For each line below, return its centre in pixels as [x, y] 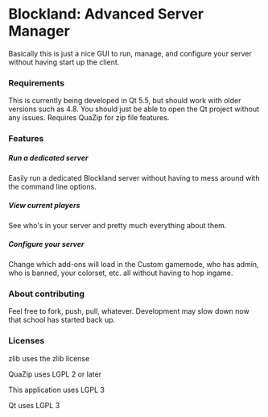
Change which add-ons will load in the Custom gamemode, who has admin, [134, 265]
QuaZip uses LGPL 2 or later [55, 374]
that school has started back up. [62, 320]
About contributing [47, 294]
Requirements [37, 83]
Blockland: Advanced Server [106, 14]
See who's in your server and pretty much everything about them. [118, 226]
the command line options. [52, 187]
